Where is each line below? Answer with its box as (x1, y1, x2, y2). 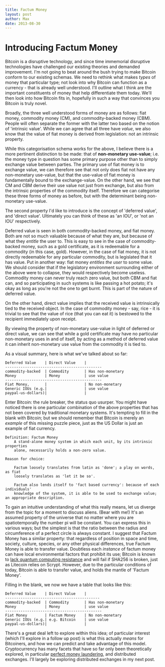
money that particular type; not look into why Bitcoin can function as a (5, 79, 147, 85)
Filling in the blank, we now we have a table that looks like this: (5, 582, 132, 588)
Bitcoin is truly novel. (5, 101, 48, 107)
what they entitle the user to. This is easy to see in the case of (5, 238, 131, 244)
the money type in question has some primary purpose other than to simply (5, 156, 158, 162)
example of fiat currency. (5, 425, 56, 432)
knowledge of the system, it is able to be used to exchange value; (14, 491, 157, 496)
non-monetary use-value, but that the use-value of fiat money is (5, 172, 136, 178)
